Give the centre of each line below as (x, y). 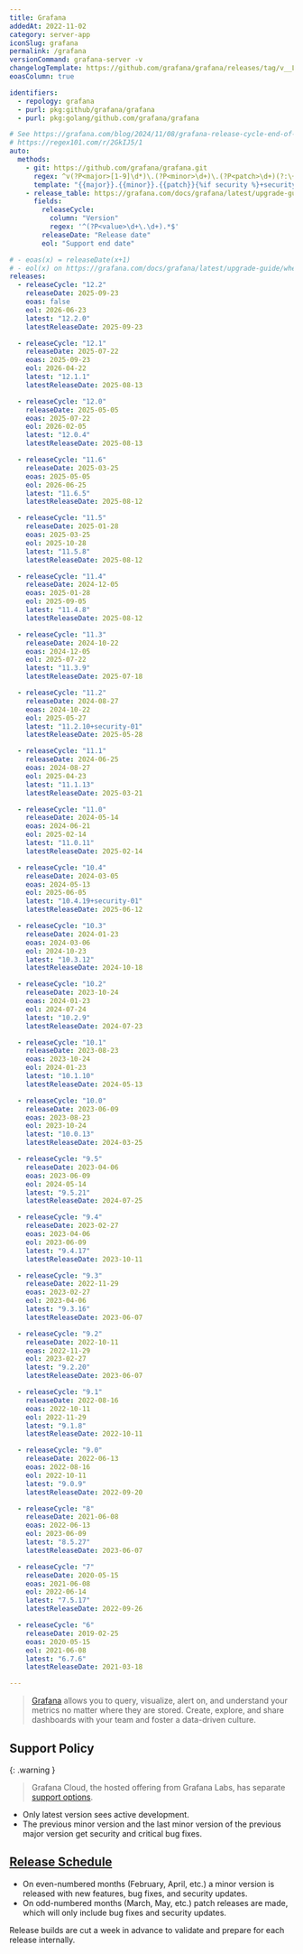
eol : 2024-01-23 (56, 1068)
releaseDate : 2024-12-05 (72, 585)
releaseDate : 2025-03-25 (72, 468)
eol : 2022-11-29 (56, 1417)
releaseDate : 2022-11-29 (72, 1284)
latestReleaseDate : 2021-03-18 (84, 1667)
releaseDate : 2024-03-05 (72, 876)
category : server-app (50, 34)
